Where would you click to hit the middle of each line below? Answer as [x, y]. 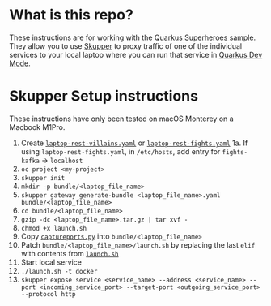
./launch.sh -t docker [59, 271]
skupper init [43, 178]
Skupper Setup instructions [104, 96]
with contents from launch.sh [70, 253]
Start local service [51, 262]
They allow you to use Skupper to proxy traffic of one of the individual [125, 45]
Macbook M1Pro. [37, 127]
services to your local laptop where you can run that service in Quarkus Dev [136, 54]
